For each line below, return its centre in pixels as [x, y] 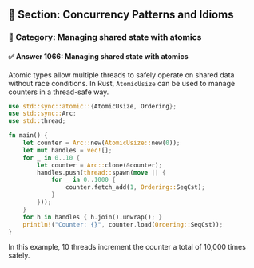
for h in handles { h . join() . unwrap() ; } [92, 217]
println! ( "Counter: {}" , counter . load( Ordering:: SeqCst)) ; [123, 224]
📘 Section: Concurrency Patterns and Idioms [121, 15]
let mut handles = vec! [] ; [67, 150]
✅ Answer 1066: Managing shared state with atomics [98, 56]
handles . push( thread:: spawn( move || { [101, 172]
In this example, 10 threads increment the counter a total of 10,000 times [127, 247]
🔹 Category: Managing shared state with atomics [105, 37]
